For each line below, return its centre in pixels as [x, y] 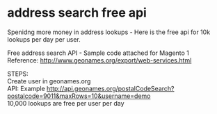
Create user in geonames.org [49, 81]
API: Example [26, 88]
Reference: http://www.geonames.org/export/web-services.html [99, 60]
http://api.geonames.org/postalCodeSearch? [110, 88]
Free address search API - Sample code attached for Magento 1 [98, 53]
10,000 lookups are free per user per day [66, 103]
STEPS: [18, 74]
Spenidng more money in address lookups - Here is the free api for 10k [109, 32]
